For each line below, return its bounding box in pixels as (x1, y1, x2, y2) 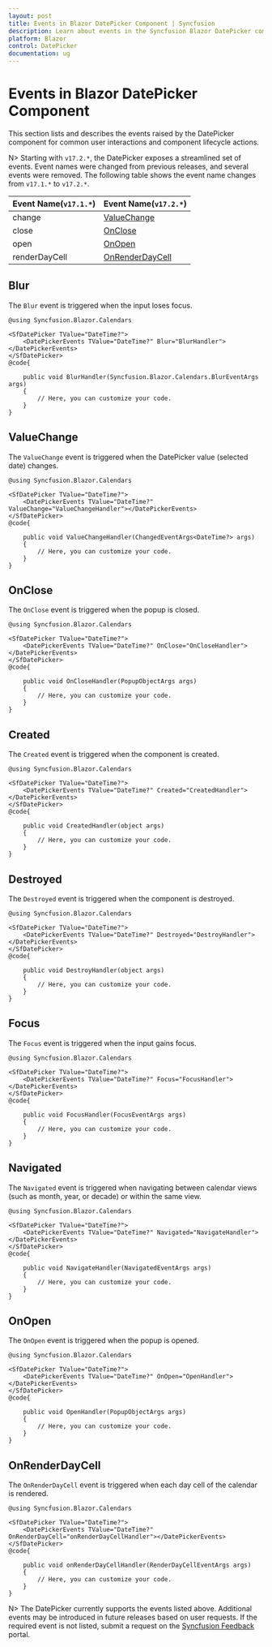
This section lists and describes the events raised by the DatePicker (8, 128, 235, 138)
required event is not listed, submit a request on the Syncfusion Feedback (8, 1621, 255, 1631)
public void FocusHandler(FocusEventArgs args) (23, 1111, 186, 1119)
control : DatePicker (8, 42, 79, 50)
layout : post (8, 11, 53, 20)
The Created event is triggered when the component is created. (8, 750, 220, 759)
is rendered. (8, 1489, 49, 1499)
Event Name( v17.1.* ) (12, 198, 96, 209)
